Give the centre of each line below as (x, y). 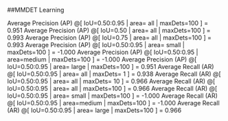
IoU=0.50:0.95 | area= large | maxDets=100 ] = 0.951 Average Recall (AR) (111, 67)
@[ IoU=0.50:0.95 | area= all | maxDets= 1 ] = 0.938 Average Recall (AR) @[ (114, 74)
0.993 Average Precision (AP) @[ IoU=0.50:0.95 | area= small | (96, 45)
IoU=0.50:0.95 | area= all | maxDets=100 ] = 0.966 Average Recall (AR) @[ (112, 89)
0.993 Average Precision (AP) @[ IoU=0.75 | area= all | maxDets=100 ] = (109, 38)
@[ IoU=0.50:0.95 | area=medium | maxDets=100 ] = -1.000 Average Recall (113, 103)
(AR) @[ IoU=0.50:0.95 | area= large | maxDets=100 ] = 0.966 (94, 110)
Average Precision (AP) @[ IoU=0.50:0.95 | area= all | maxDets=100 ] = (107, 23)
